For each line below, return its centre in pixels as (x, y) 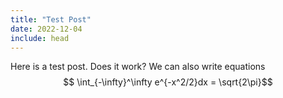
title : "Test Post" (51, 19)
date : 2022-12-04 (46, 29)
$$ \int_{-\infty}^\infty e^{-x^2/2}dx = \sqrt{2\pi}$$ (168, 82)
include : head (40, 38)
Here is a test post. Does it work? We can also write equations (138, 67)
